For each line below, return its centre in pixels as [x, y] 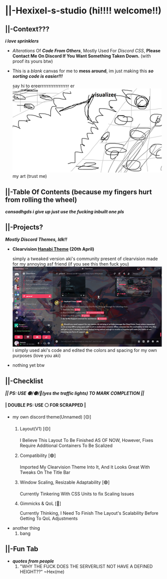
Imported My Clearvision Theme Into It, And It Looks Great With [85, 467]
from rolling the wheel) [41, 200]
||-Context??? [27, 29]
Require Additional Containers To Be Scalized [66, 445]
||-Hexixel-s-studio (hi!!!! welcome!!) [83, 11]
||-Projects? [24, 227]
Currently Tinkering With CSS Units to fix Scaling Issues [77, 494]
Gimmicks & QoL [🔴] [40, 503]
